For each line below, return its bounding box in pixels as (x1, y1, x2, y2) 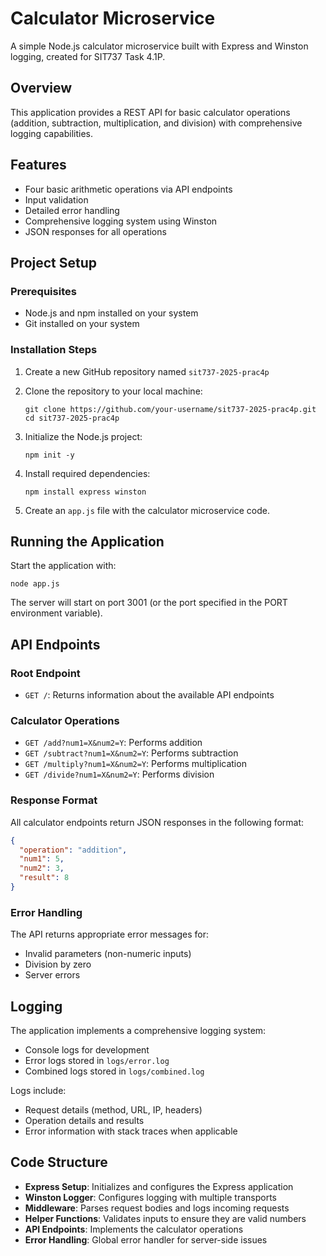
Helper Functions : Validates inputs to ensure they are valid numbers (24, 1212, 307, 1224)
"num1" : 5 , (19, 854, 65, 864)
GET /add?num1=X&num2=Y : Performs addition (24, 737, 203, 749)
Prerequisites (10, 284, 77, 298)
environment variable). (10, 607, 103, 619)
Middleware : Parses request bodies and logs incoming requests (24, 1202, 290, 1214)
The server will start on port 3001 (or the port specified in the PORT (10, 597, 288, 609)
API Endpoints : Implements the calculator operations (24, 1223, 244, 1235)
